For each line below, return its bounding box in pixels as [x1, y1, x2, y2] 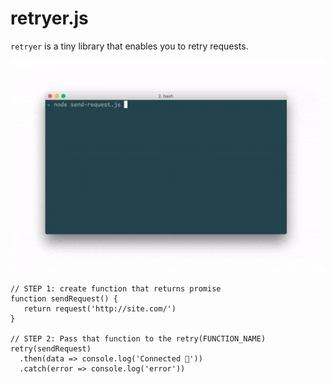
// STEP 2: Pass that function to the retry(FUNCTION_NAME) [10, 334, 267, 344]
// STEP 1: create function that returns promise [10, 284, 222, 294]
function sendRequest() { [10, 294, 118, 304]
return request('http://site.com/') [23, 304, 177, 314]
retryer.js [10, 7, 89, 30]
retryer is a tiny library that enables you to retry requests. [10, 40, 249, 52]
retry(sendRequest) [10, 344, 92, 354]
